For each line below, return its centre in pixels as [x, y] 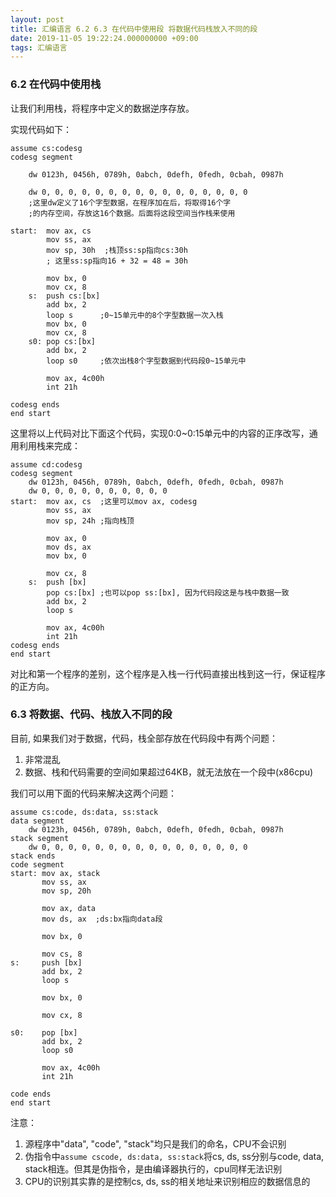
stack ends [33, 856]
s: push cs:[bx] [64, 296]
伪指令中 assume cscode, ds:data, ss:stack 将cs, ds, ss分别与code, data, [174, 1156]
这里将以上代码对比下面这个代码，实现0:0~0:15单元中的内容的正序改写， [160, 433]
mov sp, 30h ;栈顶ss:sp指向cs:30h [117, 250]
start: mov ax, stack [55, 873]
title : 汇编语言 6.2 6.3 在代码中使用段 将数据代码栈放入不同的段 [134, 29]
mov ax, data [69, 908]
